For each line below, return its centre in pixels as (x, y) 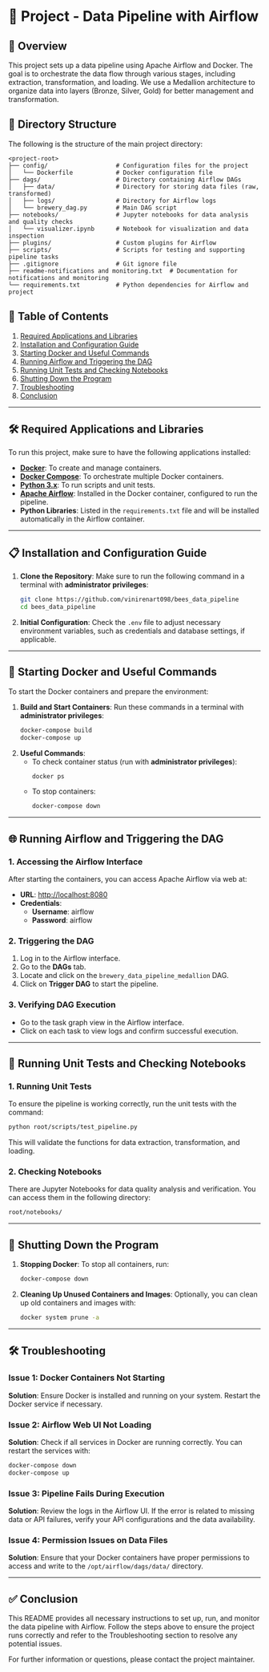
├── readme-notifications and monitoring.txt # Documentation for (123, 271)
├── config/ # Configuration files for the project (128, 165)
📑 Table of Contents (58, 317)
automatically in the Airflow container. (82, 519)
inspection (26, 236)
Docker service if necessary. (56, 1404)
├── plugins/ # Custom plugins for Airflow (112, 243)
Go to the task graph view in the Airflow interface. (102, 1022)
